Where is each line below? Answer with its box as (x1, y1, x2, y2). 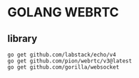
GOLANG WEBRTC (7, 4, 119, 21)
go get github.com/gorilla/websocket (7, 64, 120, 71)
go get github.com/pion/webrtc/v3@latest (7, 57, 133, 65)
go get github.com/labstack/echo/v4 (7, 51, 116, 58)
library (7, 33, 38, 45)
